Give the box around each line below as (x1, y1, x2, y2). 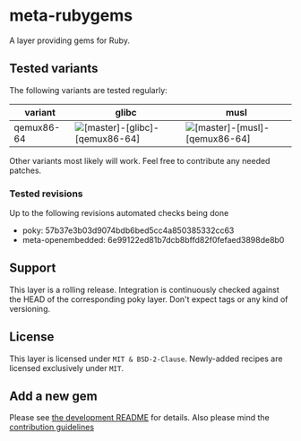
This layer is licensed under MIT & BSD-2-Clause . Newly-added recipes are (9, 353, 283, 364)
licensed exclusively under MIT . (9, 362, 124, 373)
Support (9, 261, 56, 276)
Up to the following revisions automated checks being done (9, 208, 229, 219)
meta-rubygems (9, 5, 133, 26)
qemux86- (13, 121, 61, 134)
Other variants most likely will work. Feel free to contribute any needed (9, 155, 271, 166)
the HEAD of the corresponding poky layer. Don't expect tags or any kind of (9, 293, 288, 305)
